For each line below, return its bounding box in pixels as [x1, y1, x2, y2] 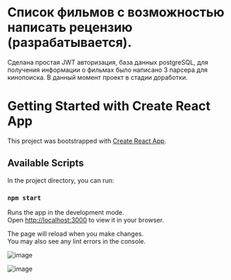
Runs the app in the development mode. [7, 208, 124, 217]
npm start [7, 193, 41, 202]
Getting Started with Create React [7, 98, 211, 114]
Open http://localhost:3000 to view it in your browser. [7, 215, 165, 224]
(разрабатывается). [7, 35, 132, 50]
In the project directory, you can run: [7, 176, 114, 185]
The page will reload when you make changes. [7, 229, 144, 238]
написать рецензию [7, 19, 133, 36]
